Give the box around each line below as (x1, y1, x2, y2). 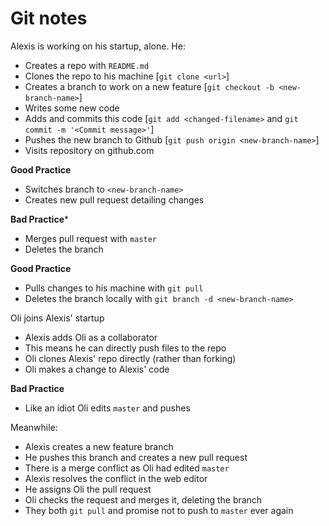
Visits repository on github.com (24, 144, 155, 156)
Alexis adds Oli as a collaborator (24, 331, 158, 343)
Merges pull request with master (24, 232, 158, 244)
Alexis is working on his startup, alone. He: (10, 40, 186, 52)
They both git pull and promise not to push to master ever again (24, 504, 294, 516)
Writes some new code (24, 102, 120, 114)
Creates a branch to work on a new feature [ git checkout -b (24, 80, 275, 92)
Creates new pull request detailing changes (24, 193, 205, 206)
